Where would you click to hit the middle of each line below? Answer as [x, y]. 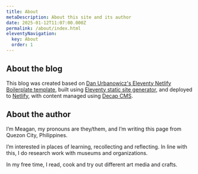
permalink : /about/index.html [44, 28]
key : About [25, 39]
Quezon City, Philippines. [37, 135]
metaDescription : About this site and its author [69, 17]
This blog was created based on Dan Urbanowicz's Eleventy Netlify [89, 83]
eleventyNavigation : [32, 34]
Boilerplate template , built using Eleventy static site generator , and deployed [99, 89]
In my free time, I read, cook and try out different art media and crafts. [92, 164]
